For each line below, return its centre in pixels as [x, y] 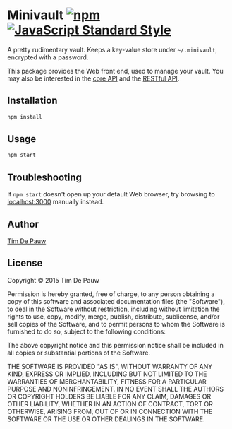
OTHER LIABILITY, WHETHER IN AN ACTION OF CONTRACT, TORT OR [110, 404]
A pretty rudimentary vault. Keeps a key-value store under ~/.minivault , [112, 49]
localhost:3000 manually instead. [56, 202]
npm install [25, 117]
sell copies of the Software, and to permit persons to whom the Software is [116, 324]
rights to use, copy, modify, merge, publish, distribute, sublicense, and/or [114, 316]
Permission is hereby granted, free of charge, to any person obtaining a [111, 294]
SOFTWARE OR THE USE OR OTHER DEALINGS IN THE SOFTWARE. [106, 419]
